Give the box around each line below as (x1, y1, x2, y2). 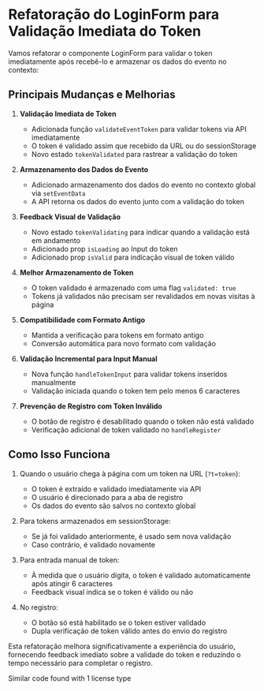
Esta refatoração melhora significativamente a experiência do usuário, (8, 641, 236, 651)
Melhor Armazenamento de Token (19, 267, 134, 277)
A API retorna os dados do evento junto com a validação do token (31, 196, 244, 206)
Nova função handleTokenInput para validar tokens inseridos (31, 369, 228, 379)
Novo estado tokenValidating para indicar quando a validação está (31, 227, 250, 237)
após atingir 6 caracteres (31, 578, 113, 588)
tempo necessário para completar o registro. (8, 658, 154, 667)
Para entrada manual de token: (19, 555, 120, 565)
